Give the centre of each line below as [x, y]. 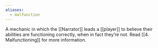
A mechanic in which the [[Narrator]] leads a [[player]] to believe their [79, 29]
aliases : [15, 10]
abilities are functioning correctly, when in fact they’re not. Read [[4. [77, 34]
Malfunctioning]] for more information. [46, 40]
